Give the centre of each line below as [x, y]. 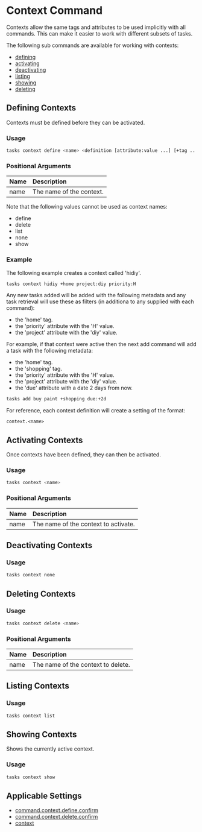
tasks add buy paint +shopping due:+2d [56, 399]
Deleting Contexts [41, 594]
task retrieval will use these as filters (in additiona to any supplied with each [100, 301]
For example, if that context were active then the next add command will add [102, 344]
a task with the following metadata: [50, 351]
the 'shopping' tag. [38, 369]
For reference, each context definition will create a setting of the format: [96, 411]
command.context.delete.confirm [56, 817]
